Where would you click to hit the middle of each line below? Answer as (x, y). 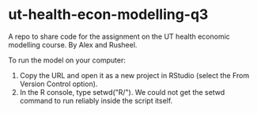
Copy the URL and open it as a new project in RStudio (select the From (134, 75)
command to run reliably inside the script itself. (96, 100)
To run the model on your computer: (67, 60)
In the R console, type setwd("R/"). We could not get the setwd (122, 92)
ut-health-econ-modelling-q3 (108, 15)
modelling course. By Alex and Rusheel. (73, 44)
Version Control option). (59, 84)
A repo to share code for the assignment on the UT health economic (119, 36)
